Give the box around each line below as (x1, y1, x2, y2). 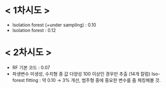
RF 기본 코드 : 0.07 (12, 64, 51, 70)
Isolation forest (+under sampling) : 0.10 (12, 21, 96, 28)
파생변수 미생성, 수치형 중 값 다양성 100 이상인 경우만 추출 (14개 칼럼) (12, 71, 151, 77)
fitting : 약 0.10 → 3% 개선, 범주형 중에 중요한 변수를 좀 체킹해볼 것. (26, 77, 161, 83)
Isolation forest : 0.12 (12, 27, 56, 33)
